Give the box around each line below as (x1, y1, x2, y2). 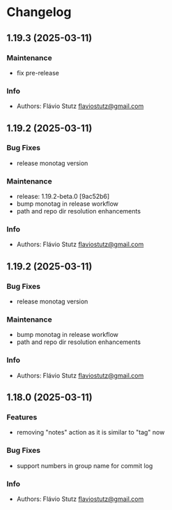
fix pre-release (16, 68, 60, 77)
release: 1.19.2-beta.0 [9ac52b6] (16, 193, 110, 201)
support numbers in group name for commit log (16, 461, 153, 470)
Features (6, 412, 38, 422)
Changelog (6, 4, 72, 20)
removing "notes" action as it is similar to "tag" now (16, 428, 165, 437)
